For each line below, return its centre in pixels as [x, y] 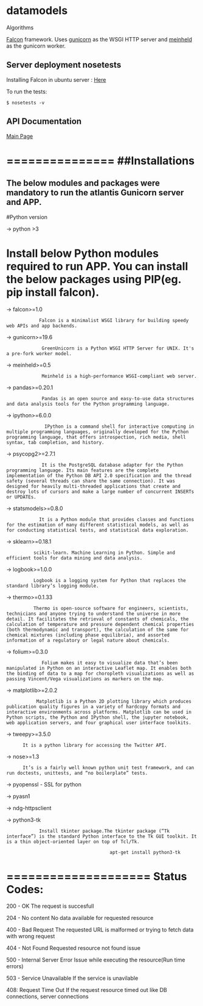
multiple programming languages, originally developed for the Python [98, 432]
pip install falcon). [53, 292]
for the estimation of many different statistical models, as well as [98, 525]
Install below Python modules [83, 253]
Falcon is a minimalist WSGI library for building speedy [114, 320]
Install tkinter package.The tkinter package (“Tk [104, 831]
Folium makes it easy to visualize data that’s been [110, 663]
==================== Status [97, 876]
